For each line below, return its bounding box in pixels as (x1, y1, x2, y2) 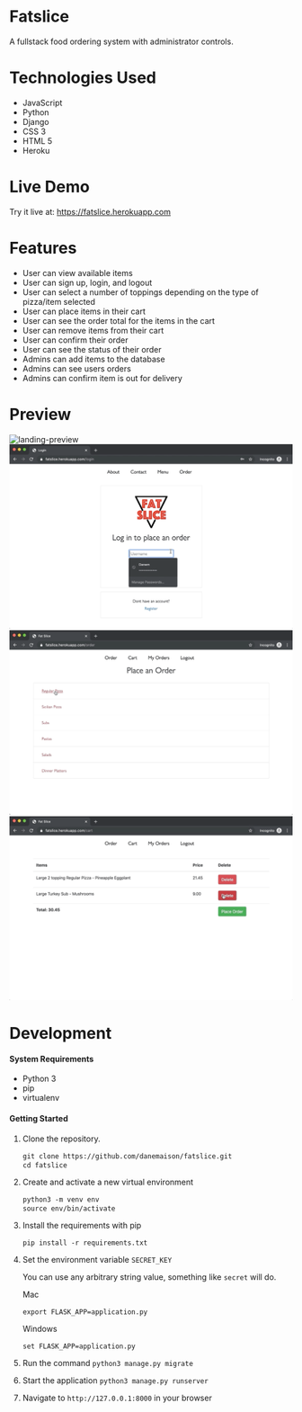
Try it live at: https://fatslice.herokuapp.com (9, 206, 172, 217)
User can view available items (22, 267, 133, 278)
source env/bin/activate (22, 1203, 116, 1213)
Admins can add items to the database (22, 353, 165, 364)
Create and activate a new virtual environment (22, 1176, 194, 1187)
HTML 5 (22, 135, 53, 146)
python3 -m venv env (22, 1194, 100, 1204)
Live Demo (9, 177, 90, 197)
